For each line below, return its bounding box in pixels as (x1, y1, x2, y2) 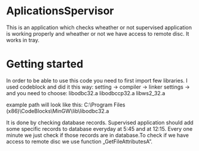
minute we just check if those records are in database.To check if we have (6, 131, 189, 139)
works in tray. (6, 36, 40, 43)
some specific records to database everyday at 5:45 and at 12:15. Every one (6, 125, 193, 132)
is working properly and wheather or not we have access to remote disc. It (6, 30, 189, 37)
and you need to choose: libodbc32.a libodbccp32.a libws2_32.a (6, 89, 166, 96)
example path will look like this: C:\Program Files (6, 101, 125, 108)
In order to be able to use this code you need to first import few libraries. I (6, 77, 188, 84)
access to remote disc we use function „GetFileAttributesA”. (6, 138, 153, 145)
